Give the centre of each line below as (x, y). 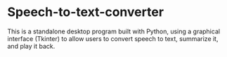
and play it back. (31, 46)
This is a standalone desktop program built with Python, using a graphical (113, 31)
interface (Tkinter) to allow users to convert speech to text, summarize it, (113, 38)
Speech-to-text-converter (85, 12)
